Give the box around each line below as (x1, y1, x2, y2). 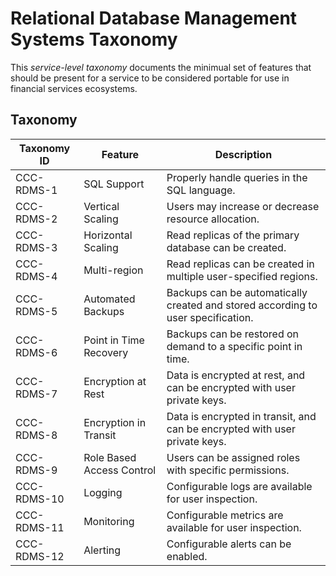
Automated (83, 292, 136, 306)
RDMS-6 (15, 345, 58, 359)
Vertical (83, 199, 120, 213)
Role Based (83, 450, 137, 464)
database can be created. (166, 240, 287, 254)
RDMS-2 (15, 212, 58, 226)
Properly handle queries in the (166, 170, 308, 184)
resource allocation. (166, 212, 260, 226)
